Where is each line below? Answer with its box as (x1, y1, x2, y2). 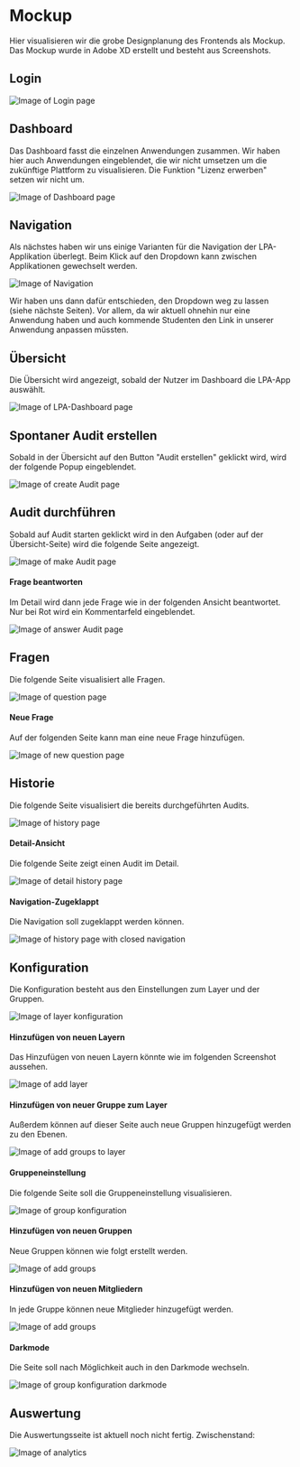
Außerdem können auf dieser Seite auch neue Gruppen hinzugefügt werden (9, 1119, 291, 1130)
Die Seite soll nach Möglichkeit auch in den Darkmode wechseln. (9, 1362, 250, 1373)
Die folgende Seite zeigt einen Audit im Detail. (9, 859, 179, 869)
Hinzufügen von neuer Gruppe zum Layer (9, 1099, 168, 1110)
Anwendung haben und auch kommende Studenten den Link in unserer (9, 315, 275, 326)
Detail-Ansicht (9, 838, 66, 849)
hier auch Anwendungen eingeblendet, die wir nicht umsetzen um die (9, 154, 268, 165)
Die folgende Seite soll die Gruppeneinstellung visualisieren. (9, 1187, 232, 1198)
